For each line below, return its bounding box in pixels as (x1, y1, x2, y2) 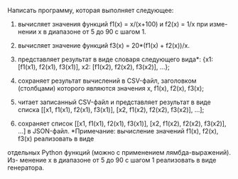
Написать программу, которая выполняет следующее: (7, 6, 174, 14)
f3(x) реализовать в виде (17, 135, 94, 143)
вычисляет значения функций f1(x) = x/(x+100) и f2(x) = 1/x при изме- (17, 20, 228, 28)
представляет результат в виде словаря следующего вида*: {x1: (17, 55, 214, 63)
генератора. (7, 163, 45, 172)
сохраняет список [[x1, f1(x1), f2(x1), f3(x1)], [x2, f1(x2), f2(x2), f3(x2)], (17, 119, 227, 128)
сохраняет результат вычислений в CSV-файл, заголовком (17, 76, 197, 85)
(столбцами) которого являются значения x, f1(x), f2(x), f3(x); (17, 84, 205, 92)
